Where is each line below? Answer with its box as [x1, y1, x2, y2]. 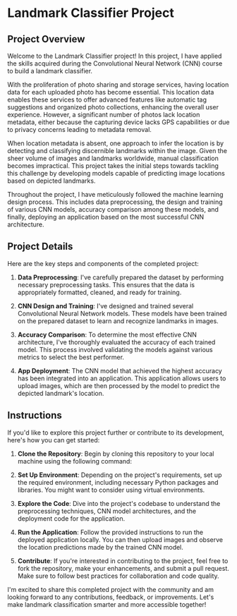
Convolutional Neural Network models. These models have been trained [17, 309, 227, 318]
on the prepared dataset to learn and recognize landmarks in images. [17, 316, 219, 325]
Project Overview [7, 33, 85, 45]
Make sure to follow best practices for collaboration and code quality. [17, 572, 220, 580]
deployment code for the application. [17, 514, 126, 523]
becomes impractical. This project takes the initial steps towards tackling [7, 162, 219, 170]
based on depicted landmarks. [7, 176, 96, 185]
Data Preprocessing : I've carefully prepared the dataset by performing [17, 273, 224, 282]
